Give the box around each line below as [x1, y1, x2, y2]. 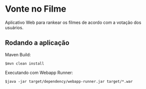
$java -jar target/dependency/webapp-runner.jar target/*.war [5, 79, 133, 84]
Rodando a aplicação [5, 39, 70, 47]
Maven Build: [5, 52, 31, 57]
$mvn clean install [5, 61, 44, 66]
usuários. [5, 24, 24, 30]
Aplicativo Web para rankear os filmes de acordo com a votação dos [5, 19, 142, 25]
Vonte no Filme [5, 3, 67, 15]
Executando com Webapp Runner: [5, 70, 73, 75]
